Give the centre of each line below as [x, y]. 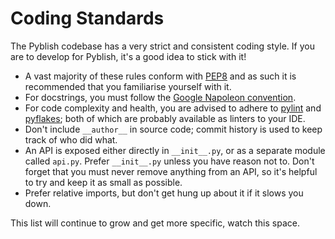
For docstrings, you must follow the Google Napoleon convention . [160, 97]
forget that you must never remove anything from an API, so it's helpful [171, 171]
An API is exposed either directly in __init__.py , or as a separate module [175, 150]
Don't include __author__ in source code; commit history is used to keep [173, 129]
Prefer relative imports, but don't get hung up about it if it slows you [164, 193]
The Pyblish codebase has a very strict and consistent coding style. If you [162, 46]
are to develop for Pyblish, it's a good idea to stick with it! [128, 56]
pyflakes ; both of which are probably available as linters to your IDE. [165, 118]
